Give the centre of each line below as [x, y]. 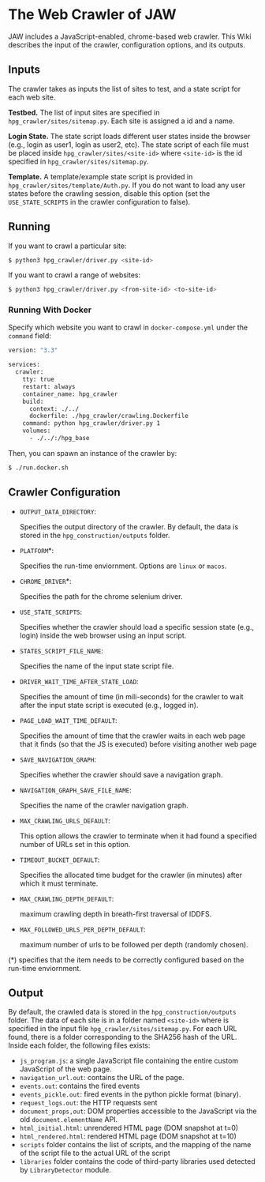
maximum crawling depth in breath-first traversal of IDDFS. [116, 913]
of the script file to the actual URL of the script [95, 1153]
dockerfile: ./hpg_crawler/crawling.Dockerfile [109, 416]
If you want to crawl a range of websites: [75, 275]
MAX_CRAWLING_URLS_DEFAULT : [65, 820]
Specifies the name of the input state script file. [97, 666]
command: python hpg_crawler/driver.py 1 [91, 423]
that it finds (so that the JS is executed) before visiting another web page [138, 743]
